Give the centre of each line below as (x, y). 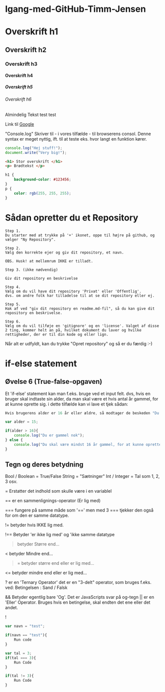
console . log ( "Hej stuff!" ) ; (34, 148)
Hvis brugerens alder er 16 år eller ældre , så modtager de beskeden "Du (82, 413)
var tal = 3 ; (18, 653)
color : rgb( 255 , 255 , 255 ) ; (42, 193)
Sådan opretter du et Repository (72, 218)
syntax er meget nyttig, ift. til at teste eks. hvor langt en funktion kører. (76, 139)
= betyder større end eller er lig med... (56, 563)
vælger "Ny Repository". (30, 239)
